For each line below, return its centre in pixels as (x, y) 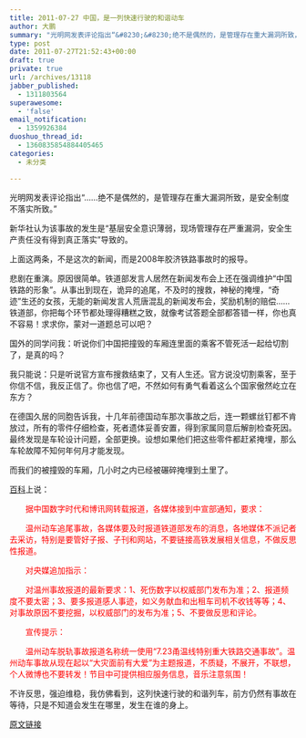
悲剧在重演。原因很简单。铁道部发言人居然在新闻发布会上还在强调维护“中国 (151, 278)
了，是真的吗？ (37, 354)
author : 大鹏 (33, 26)
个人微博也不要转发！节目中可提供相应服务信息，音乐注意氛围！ (129, 674)
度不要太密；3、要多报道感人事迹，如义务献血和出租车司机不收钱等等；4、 (150, 601)
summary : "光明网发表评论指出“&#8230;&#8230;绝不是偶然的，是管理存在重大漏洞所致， (155, 35)
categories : (32, 153)
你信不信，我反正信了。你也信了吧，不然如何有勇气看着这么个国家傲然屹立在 (153, 385)
